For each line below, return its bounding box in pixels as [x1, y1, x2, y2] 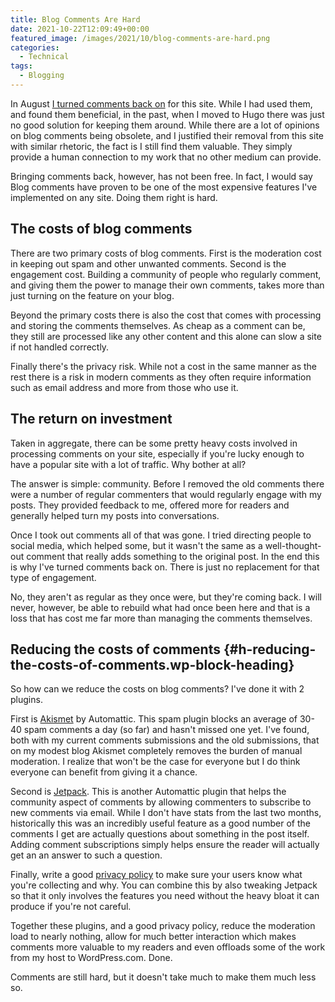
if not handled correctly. [10, 341, 110, 353]
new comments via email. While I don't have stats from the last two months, [10, 807, 322, 819]
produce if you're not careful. [10, 901, 132, 913]
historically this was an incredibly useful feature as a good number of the [10, 817, 312, 830]
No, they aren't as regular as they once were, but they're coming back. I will [10, 591, 322, 603]
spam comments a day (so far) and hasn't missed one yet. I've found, [23, 724, 310, 736]
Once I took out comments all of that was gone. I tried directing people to [10, 529, 312, 541]
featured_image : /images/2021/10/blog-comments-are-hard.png [10, 33, 271, 43]
